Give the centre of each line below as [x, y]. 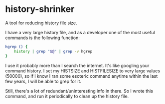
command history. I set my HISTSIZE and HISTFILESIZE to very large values [83, 71]
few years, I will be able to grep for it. [43, 81]
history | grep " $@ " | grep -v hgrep [53, 51]
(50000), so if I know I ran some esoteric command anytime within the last [82, 76]
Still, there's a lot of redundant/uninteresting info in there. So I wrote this [79, 91]
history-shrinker [40, 9]
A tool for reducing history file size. [41, 23]
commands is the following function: [42, 38]
